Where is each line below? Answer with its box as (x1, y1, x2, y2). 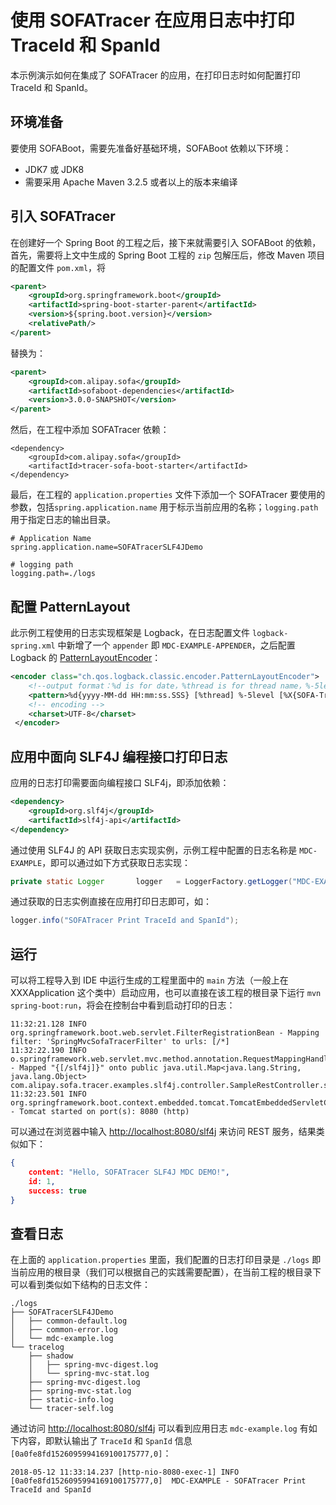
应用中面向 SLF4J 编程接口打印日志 (10, 748, 228, 765)
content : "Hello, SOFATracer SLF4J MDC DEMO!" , (28, 1167, 230, 1177)
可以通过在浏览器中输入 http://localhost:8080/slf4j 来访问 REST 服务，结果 (10, 1126, 317, 1138)
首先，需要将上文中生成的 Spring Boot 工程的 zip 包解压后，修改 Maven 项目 (10, 249, 326, 261)
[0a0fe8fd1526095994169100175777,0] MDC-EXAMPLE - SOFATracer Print (10, 1476, 307, 1486)
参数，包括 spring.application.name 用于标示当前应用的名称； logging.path (10, 501, 319, 513)
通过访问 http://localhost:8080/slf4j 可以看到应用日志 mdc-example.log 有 (10, 1422, 309, 1435)
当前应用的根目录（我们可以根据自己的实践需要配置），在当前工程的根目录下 (10, 1266, 322, 1278)
